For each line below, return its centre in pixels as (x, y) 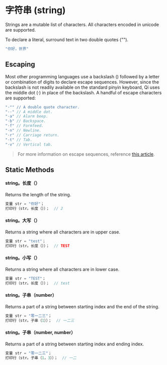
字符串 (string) (35, 10)
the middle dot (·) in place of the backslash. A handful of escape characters (83, 92)
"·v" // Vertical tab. (29, 144)
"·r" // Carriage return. (32, 135)
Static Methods (30, 169)
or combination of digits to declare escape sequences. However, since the (82, 82)
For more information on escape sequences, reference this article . (86, 154)
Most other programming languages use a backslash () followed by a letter (82, 76)
